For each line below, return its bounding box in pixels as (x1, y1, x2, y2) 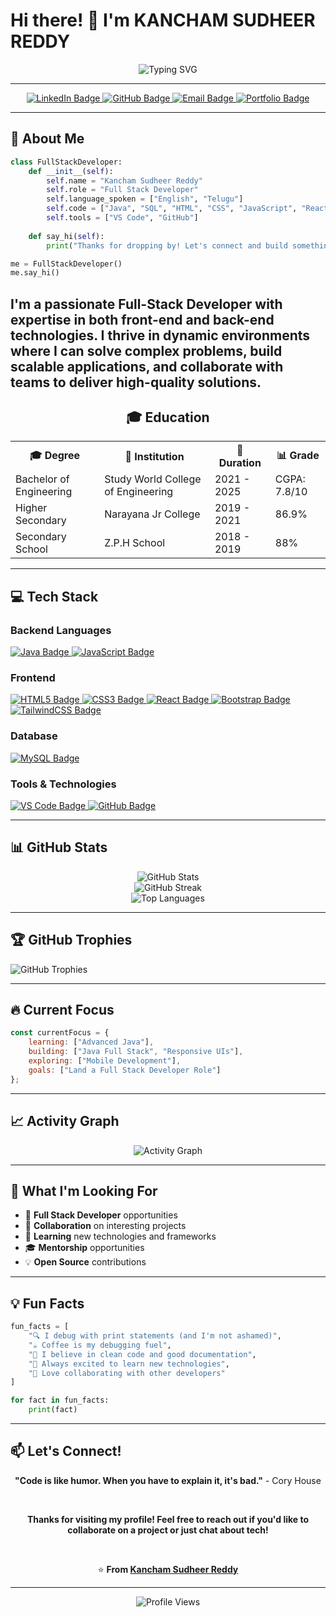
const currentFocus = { (10, 1028, 110, 1038)
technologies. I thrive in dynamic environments (10, 327, 311, 344)
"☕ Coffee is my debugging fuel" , (28, 1340, 172, 1350)
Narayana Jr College (104, 507, 201, 521)
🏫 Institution (124, 450, 185, 464)
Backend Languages (10, 623, 112, 637)
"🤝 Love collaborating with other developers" (28, 1368, 226, 1378)
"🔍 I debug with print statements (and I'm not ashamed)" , (28, 1331, 282, 1341)
